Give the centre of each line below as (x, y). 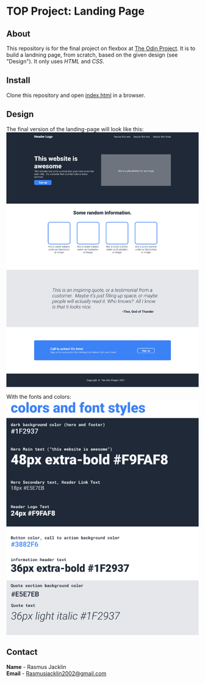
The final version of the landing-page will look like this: (75, 129)
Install (18, 80)
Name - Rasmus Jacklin (36, 667)
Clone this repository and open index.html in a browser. (76, 95)
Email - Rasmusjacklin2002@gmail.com (56, 673)
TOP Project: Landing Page (76, 11)
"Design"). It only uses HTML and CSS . (56, 61)
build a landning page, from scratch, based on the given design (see (92, 55)
